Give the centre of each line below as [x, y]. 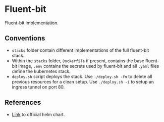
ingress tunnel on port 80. [38, 87]
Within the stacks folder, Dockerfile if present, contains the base [78, 61]
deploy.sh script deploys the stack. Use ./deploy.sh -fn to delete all [82, 76]
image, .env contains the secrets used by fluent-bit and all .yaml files [89, 66]
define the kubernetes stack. [41, 71]
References [23, 102]
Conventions [25, 38]
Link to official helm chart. [38, 114]
